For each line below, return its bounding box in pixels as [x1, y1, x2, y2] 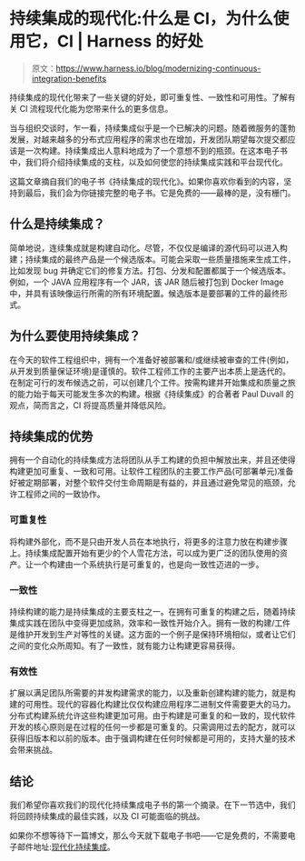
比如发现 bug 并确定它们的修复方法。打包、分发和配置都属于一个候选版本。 [9, 265, 291, 275]
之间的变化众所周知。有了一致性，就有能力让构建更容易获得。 [9, 640, 241, 651]
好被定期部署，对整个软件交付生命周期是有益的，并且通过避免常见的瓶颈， [9, 477, 288, 488]
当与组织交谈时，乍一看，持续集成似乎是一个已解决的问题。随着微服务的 [9, 122, 280, 133]
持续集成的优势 [9, 428, 93, 444]
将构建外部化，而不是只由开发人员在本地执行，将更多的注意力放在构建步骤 [9, 536, 288, 546]
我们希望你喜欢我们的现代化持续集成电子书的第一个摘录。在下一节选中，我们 [9, 799, 296, 810]
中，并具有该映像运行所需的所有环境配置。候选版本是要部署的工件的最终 [9, 287, 280, 298]
